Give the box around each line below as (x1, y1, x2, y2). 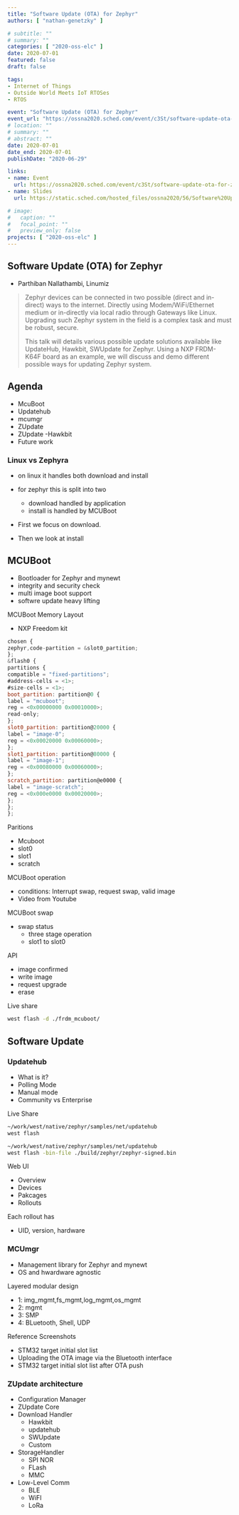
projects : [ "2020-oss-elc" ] (7, 234, 97, 241)
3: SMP (17, 1310, 39, 1319)
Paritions (7, 823, 33, 831)
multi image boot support (17, 589, 92, 597)
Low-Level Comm (17, 1479, 70, 1487)
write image (17, 972, 53, 981)
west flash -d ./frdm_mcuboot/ (7, 1015, 100, 1023)
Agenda (7, 381, 43, 393)
